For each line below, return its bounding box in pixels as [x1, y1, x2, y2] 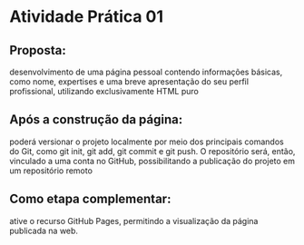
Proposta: [9, 43, 66, 58]
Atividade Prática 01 [9, 6, 164, 27]
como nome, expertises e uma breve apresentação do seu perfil [9, 76, 250, 87]
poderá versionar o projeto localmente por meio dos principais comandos [9, 136, 284, 147]
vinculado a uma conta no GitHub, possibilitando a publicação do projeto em [9, 155, 296, 166]
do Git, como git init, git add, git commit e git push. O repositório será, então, [9, 145, 296, 156]
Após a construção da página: [9, 112, 183, 128]
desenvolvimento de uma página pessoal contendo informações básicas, [9, 66, 283, 77]
